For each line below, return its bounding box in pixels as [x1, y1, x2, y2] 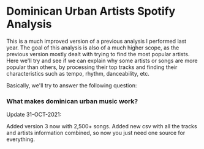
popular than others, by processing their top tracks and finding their [6, 63, 178, 71]
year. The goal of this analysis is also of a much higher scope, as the [6, 44, 179, 51]
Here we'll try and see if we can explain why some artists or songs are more [6, 57, 198, 64]
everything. [6, 136, 36, 143]
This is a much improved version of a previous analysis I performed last [6, 37, 187, 45]
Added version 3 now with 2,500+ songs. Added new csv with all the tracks [6, 123, 197, 130]
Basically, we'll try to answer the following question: [6, 81, 137, 89]
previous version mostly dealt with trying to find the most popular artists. [6, 50, 190, 57]
